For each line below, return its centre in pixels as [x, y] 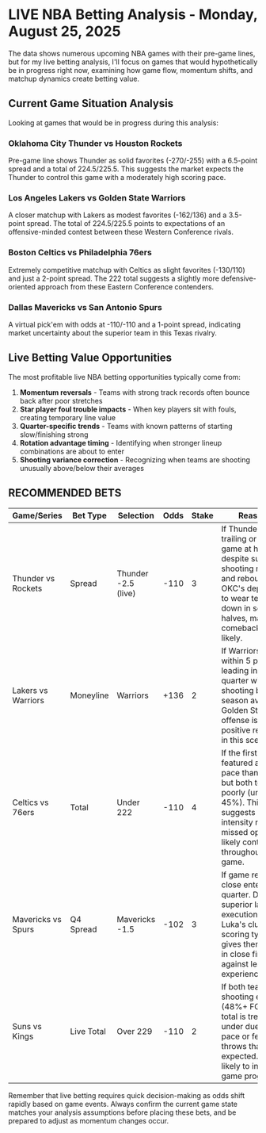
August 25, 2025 [65, 31]
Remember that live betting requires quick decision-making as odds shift [127, 1095]
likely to [236, 1066]
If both [234, 986]
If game [236, 875]
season [235, 700]
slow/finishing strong [54, 434]
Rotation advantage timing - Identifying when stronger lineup [121, 442]
